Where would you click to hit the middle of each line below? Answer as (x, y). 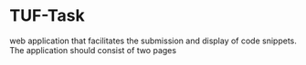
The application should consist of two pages (93, 50)
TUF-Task (47, 16)
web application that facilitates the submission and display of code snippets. (153, 41)
